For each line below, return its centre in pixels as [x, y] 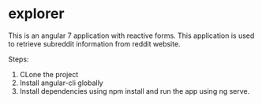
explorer [36, 14]
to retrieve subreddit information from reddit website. [94, 43]
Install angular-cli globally [62, 83]
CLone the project [49, 74]
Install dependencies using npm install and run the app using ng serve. [135, 91]
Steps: [19, 59]
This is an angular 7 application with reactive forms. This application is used [131, 35]
